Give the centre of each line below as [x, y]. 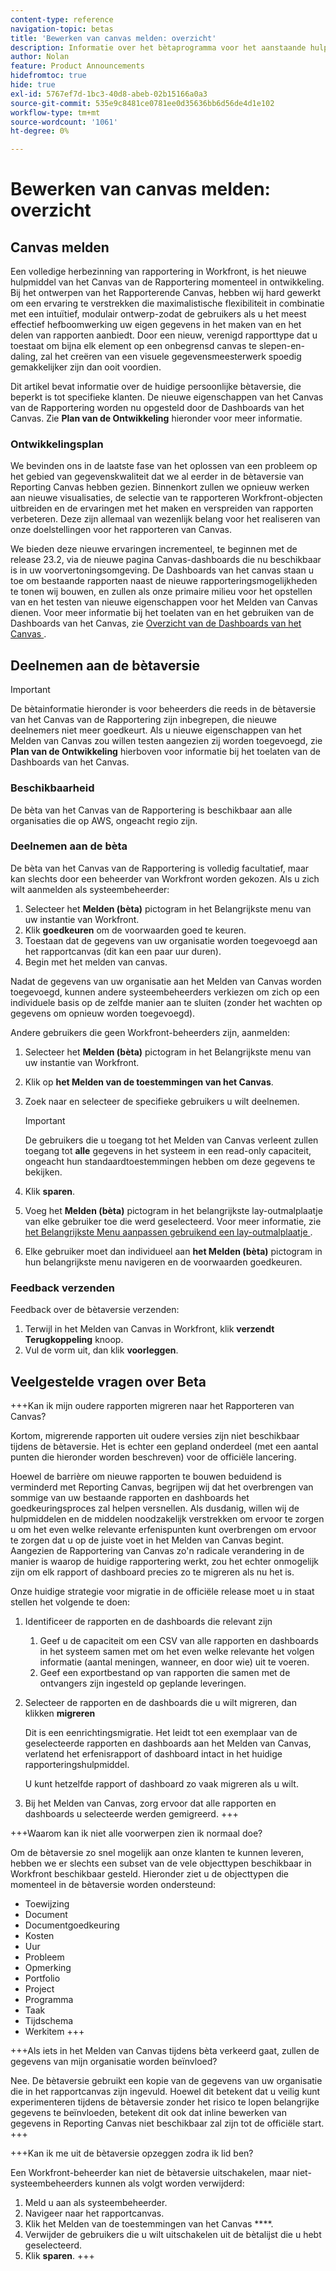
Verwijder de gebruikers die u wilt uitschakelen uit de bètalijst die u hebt [173, 2234]
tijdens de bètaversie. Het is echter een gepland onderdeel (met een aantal [164, 1446]
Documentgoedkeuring [72, 1925]
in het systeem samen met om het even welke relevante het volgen [177, 1651]
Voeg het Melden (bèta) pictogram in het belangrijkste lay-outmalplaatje [173, 1210]
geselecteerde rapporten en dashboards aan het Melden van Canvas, [168, 1743]
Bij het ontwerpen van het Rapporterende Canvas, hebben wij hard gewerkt [166, 293]
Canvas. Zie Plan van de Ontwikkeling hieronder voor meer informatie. [156, 418]
